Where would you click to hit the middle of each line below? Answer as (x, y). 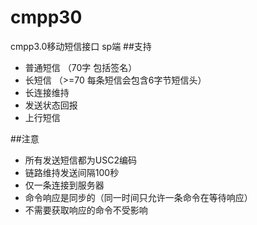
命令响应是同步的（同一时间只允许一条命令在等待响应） (138, 197)
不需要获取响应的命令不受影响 (86, 210)
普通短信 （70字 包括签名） (81, 67)
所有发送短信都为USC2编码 (80, 160)
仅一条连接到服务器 (64, 185)
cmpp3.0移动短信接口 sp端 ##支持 (81, 46)
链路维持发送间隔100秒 (72, 172)
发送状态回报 (51, 105)
